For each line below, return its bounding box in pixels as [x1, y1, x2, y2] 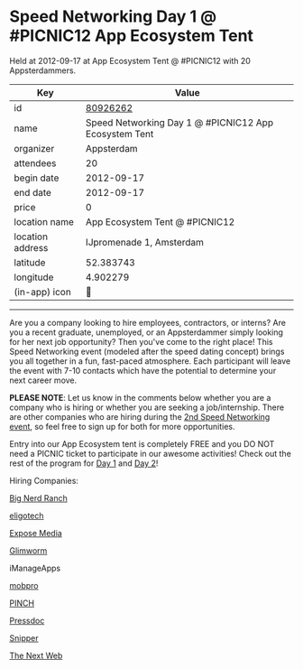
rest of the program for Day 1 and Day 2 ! [9, 458, 159, 469]
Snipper [9, 632, 39, 643]
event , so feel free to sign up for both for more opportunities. [9, 421, 236, 432]
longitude [14, 271, 54, 283]
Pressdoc [9, 615, 45, 626]
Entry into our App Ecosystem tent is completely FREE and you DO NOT [9, 438, 275, 449]
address [14, 241, 49, 254]
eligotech [9, 510, 44, 521]
